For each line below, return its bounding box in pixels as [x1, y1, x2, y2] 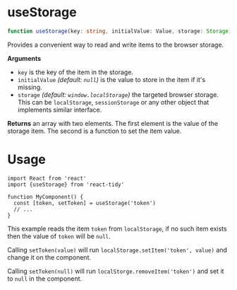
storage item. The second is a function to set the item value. [7, 127, 182, 135]
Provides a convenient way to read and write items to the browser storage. [7, 40, 224, 49]
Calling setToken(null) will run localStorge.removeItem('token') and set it [7, 267, 224, 275]
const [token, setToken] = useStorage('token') [13, 199, 157, 207]
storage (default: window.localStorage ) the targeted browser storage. [17, 90, 219, 99]
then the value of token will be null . [7, 231, 111, 240]
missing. [17, 83, 42, 91]
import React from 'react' [7, 175, 87, 182]
